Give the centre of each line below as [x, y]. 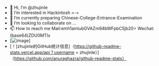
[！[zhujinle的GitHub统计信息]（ [42, 46]
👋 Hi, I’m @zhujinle [29, 8]
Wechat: [146, 28]
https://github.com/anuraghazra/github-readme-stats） [70, 58]
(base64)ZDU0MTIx [30, 35]
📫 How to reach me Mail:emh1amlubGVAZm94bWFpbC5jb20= [73, 28]
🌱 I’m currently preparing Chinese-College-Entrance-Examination [76, 18]
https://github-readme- [98, 46]
